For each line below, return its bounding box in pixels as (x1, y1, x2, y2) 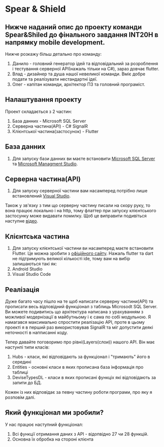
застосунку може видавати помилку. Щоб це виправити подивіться (5, 213, 147, 219)
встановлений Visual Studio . (12, 193, 71, 199)
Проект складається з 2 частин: (5, 109, 72, 114)
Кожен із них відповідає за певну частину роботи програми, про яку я (5, 389, 153, 395)
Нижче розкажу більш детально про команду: (5, 51, 102, 57)
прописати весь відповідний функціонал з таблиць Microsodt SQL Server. (5, 304, 158, 310)
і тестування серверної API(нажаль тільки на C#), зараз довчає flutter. (12, 66, 160, 71)
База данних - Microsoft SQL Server (12, 118, 87, 124)
